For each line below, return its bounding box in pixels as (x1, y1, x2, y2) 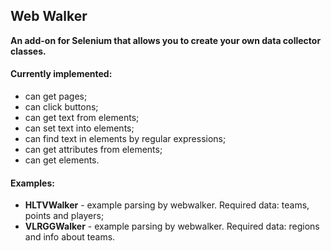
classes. (10, 45, 47, 57)
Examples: (10, 177, 55, 189)
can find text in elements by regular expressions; (24, 133, 227, 145)
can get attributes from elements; (24, 144, 163, 156)
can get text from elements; (24, 112, 140, 124)
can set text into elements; (24, 122, 135, 134)
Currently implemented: (10, 68, 113, 80)
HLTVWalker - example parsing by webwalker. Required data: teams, (24, 199, 310, 211)
